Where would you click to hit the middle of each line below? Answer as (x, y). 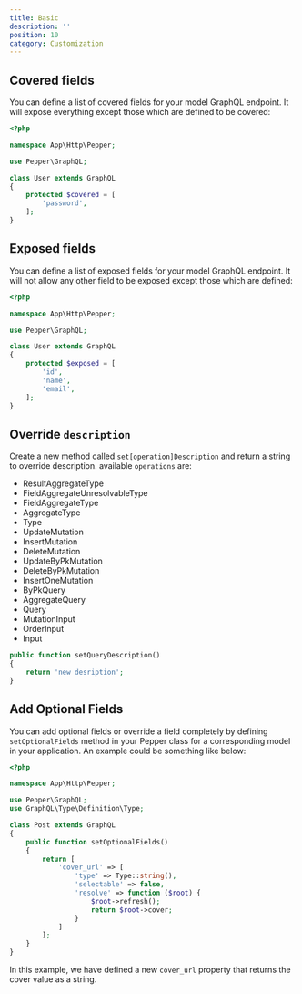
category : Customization (56, 43)
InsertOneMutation (58, 581)
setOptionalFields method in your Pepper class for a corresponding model (150, 740)
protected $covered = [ (71, 195)
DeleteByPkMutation (61, 571)
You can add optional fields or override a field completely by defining (139, 731)
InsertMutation (50, 542)
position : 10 (34, 35)
